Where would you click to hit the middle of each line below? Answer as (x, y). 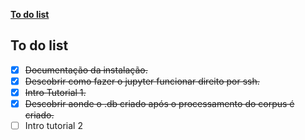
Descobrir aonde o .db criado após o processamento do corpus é (159, 103)
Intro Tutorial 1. (55, 92)
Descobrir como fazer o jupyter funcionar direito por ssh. (142, 81)
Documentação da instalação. (86, 70)
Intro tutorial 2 (53, 126)
